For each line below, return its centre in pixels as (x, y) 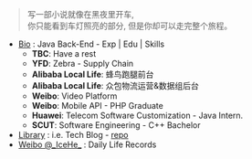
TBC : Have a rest (64, 53)
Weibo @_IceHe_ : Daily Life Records (87, 144)
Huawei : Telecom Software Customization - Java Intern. (137, 115)
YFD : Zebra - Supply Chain (83, 64)
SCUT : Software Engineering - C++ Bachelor (116, 125)
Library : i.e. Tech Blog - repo (73, 135)
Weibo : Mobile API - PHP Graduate (98, 106)
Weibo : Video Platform (74, 96)
